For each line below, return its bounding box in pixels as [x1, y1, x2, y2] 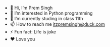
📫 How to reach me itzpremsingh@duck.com [10, 21, 105, 27]
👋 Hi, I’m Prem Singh [10, 5, 53, 11]
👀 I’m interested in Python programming [10, 10, 93, 16]
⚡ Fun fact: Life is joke [10, 29, 57, 35]
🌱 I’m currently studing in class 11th [10, 16, 83, 21]
